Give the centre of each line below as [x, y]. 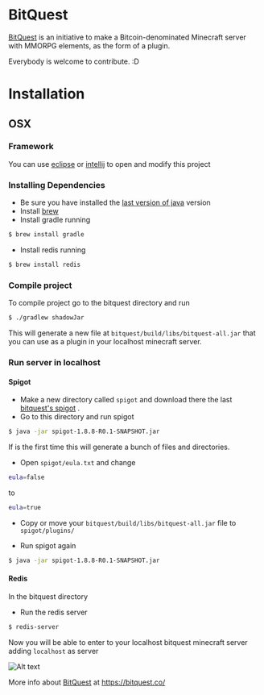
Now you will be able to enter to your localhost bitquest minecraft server [128, 642]
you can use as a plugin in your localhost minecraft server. [105, 342]
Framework [31, 147]
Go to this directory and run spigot [77, 417]
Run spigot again [48, 545]
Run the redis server [54, 612]
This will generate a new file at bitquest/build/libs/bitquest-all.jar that [132, 333]
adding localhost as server [54, 651]
